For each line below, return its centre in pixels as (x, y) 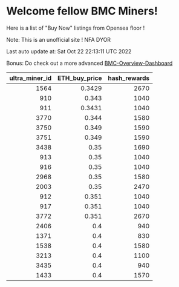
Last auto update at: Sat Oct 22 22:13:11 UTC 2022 (69, 51)
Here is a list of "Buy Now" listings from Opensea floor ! (76, 28)
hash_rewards (129, 78)
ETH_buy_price (80, 78)
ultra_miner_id (31, 78)
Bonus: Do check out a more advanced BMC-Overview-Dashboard (89, 63)
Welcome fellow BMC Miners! (82, 11)
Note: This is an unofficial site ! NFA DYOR (58, 39)
